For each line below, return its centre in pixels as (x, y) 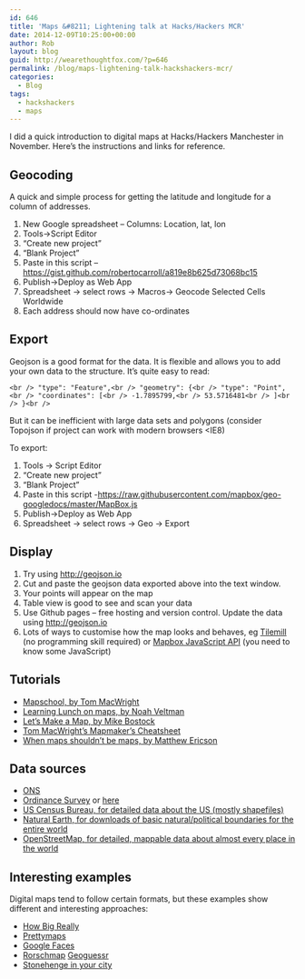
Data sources (48, 769)
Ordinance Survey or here (71, 800)
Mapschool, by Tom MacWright (81, 702)
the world (40, 849)
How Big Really (51, 926)
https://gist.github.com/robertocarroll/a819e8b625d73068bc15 (140, 273)
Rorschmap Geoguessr (65, 955)
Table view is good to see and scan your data (107, 603)
